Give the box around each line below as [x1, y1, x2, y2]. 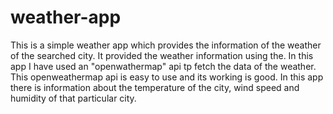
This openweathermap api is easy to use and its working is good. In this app [10, 71, 324, 83]
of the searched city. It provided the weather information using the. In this [10, 49, 314, 61]
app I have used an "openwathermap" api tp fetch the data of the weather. [10, 60, 317, 72]
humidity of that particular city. [10, 92, 137, 104]
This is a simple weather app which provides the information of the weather [10, 39, 322, 51]
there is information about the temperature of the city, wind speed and [10, 81, 300, 93]
